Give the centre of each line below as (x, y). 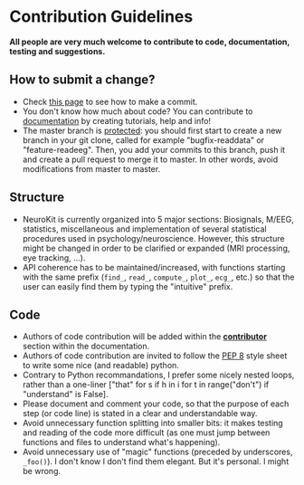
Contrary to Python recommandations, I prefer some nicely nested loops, (158, 375)
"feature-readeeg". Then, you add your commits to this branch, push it (154, 149)
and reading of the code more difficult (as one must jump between (146, 433)
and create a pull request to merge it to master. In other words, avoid (150, 159)
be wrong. (42, 471)
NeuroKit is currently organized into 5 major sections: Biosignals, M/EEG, (158, 219)
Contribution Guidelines (101, 17)
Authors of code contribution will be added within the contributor (144, 337)
